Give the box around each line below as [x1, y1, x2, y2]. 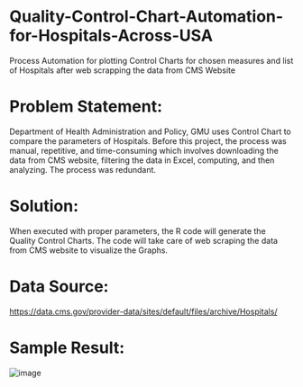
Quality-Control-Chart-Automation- [9, 6, 284, 27]
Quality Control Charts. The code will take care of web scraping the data [9, 235, 278, 246]
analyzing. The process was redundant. [9, 164, 156, 175]
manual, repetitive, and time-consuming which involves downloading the [9, 145, 280, 156]
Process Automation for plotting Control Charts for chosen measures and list [9, 55, 294, 66]
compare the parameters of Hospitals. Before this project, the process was [9, 135, 287, 146]
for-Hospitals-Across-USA [9, 25, 214, 46]
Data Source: [9, 276, 109, 296]
